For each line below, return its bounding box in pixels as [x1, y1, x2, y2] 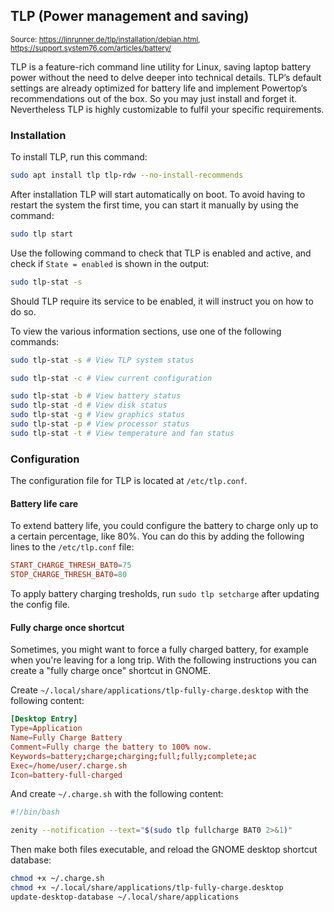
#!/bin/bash [10, 807, 60, 818]
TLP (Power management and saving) [10, 8, 250, 25]
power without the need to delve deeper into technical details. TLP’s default [10, 71, 322, 83]
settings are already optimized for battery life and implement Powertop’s [10, 82, 308, 94]
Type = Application [10, 724, 83, 734]
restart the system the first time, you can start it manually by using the [10, 199, 299, 211]
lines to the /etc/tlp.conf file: [10, 541, 135, 553]
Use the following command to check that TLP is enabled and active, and [10, 247, 312, 259]
